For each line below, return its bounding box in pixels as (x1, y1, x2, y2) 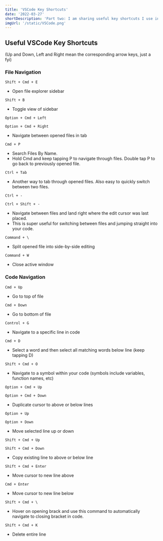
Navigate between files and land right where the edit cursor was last (12, 210, 149, 216)
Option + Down (5, 420, 34, 424)
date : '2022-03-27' (5, 12, 45, 17)
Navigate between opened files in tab (12, 133, 87, 138)
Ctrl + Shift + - (5, 202, 40, 207)
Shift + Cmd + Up (5, 438, 40, 442)
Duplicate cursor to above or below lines (12, 402, 93, 407)
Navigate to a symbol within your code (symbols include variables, (12, 370, 145, 376)
